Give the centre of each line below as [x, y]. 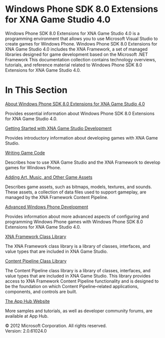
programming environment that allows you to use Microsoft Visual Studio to [82, 39]
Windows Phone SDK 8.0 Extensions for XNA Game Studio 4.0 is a [72, 33]
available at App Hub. [27, 316]
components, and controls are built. [41, 291]
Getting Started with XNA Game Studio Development [58, 128]
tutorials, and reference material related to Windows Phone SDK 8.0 [74, 65]
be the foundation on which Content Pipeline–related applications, [72, 286]
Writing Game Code [25, 152]
